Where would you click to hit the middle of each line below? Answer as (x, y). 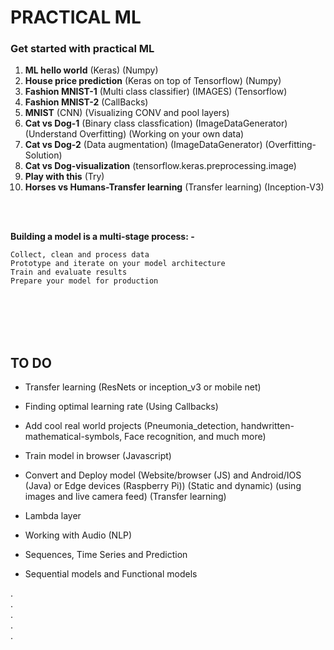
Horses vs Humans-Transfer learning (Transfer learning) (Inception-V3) (174, 187)
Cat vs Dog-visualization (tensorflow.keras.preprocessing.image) (160, 166)
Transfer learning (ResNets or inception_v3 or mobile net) (143, 387)
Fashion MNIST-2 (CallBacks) (86, 102)
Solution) (43, 155)
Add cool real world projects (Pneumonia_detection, (131, 426)
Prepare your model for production (84, 281)
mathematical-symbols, (73, 437)
